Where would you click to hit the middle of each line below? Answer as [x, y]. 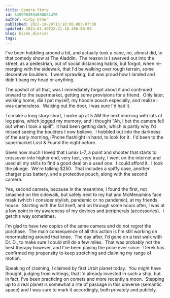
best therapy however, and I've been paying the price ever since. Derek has [85, 247]
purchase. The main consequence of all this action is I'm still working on [81, 231]
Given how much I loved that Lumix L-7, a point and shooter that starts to [81, 152]
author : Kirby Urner [27, 19]
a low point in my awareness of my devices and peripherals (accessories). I [84, 211]
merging [14, 69]
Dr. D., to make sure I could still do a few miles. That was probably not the [83, 242]
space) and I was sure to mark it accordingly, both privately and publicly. [81, 289]
